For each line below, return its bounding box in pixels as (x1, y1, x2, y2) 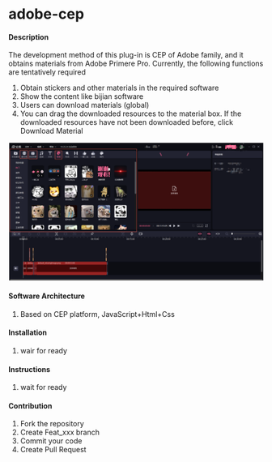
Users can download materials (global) (19, 101, 150, 110)
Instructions (8, 364, 51, 374)
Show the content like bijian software (19, 92, 144, 101)
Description (8, 32, 49, 41)
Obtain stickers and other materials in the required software (19, 83, 219, 93)
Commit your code (19, 436, 83, 446)
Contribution (8, 400, 53, 410)
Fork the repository (19, 419, 85, 429)
